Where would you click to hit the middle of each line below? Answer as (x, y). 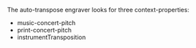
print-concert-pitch (44, 30)
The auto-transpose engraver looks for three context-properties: (98, 10)
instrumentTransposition (51, 37)
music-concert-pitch (46, 23)
